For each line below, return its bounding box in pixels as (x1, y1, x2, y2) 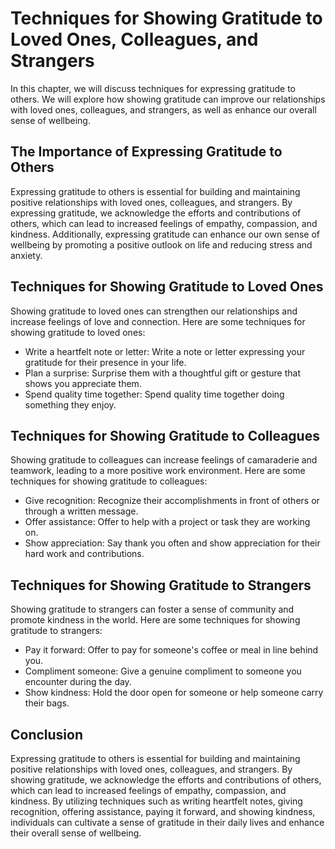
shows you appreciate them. (24, 377, 142, 389)
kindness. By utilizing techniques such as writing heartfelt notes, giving (10, 795, 303, 807)
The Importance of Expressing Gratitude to (10, 143, 283, 161)
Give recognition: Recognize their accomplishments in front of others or (24, 495, 320, 507)
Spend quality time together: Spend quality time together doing (24, 388, 285, 400)
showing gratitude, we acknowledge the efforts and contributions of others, (10, 774, 322, 786)
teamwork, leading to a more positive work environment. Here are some (10, 465, 306, 477)
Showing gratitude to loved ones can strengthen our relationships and (10, 305, 298, 317)
